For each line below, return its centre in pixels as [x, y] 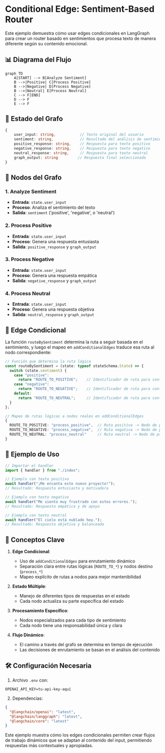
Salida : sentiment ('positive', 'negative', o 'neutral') [63, 213]
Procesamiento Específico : [40, 611]
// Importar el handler [29, 466]
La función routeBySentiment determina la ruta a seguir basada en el [74, 342]
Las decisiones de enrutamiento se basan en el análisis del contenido [90, 650]
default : [23, 393]
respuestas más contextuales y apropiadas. [49, 746]
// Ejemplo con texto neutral [36, 515]
